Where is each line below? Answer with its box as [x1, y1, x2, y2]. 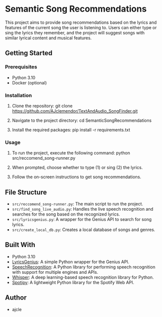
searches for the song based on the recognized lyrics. [12, 211, 120, 217]
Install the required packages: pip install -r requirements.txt [12, 127, 131, 133]
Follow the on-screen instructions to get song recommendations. [12, 174, 142, 180]
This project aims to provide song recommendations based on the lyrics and [5, 19, 157, 25]
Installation [5, 92, 32, 99]
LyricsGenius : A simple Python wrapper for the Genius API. [12, 259, 130, 265]
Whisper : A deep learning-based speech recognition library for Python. [12, 274, 154, 280]
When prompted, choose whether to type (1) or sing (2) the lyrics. [12, 165, 143, 170]
